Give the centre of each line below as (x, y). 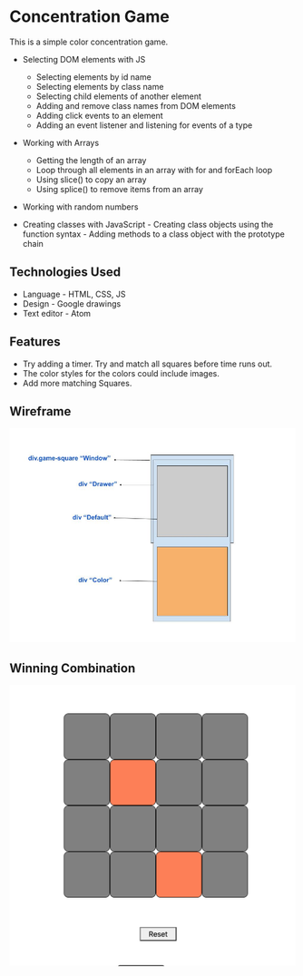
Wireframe (40, 411)
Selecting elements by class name (100, 86)
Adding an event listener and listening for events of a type (144, 125)
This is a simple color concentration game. (89, 42)
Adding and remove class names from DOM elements (136, 105)
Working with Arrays (61, 142)
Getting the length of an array (91, 160)
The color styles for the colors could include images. (121, 373)
